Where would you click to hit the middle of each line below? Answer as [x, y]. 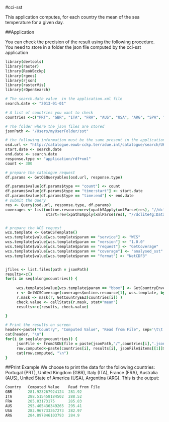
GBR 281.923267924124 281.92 [44, 392]
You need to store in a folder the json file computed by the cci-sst [73, 47]
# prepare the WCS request [33, 228]
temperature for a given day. [35, 22]
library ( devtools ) [24, 62]
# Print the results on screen [38, 325]
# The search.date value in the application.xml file [64, 99]
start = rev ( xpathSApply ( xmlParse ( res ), [86, 214]
